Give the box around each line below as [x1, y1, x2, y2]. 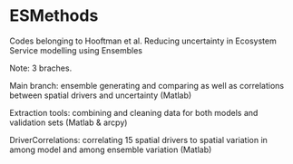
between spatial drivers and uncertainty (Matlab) [9, 90, 192, 101]
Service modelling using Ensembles [9, 44, 143, 55]
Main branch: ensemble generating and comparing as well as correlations [9, 80, 285, 91]
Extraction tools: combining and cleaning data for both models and [9, 107, 259, 118]
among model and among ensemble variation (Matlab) [9, 144, 212, 155]
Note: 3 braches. [9, 63, 73, 73]
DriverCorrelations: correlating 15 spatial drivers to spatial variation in [9, 134, 268, 145]
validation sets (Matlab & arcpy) [9, 117, 128, 128]
